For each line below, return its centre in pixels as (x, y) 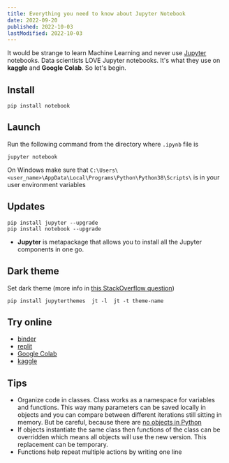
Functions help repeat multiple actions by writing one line (99, 452)
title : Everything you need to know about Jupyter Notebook (97, 14)
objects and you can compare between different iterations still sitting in (119, 415)
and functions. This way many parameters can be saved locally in (111, 407)
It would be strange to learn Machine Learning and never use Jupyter (107, 53)
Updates (26, 207)
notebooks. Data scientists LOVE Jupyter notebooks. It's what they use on (114, 61)
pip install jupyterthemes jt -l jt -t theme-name (86, 301)
